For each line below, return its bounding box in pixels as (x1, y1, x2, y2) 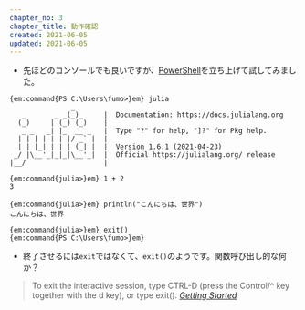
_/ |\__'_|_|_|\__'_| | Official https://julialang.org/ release (13, 150, 276, 160)
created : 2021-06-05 (9, 30, 89, 39)
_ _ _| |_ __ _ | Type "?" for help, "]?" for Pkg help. (21, 127, 268, 136)
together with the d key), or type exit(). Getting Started (31, 290, 237, 301)
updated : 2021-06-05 (9, 38, 89, 48)
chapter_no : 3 (9, 13, 64, 23)
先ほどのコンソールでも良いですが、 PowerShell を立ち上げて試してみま (22, 65, 289, 76)
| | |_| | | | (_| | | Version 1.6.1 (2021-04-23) (17, 142, 223, 151)
